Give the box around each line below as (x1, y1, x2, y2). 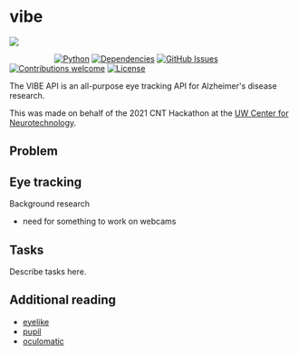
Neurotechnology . (9, 117, 77, 128)
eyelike (22, 316, 50, 327)
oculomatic (22, 335, 65, 346)
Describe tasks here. (9, 265, 87, 277)
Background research (9, 198, 91, 209)
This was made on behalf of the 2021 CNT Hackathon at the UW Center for (9, 107, 289, 119)
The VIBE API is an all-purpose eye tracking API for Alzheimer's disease (9, 80, 278, 91)
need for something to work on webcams (22, 216, 177, 227)
